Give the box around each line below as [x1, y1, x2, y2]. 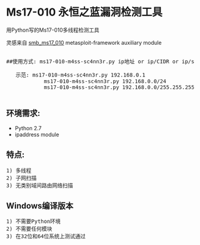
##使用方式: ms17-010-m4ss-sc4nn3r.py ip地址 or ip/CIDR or [6, 58, 179, 65]
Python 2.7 [14, 124, 42, 131]
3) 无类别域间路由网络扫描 [6, 182, 73, 189]
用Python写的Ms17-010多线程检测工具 [6, 26, 99, 33]
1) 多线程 [6, 167, 32, 174]
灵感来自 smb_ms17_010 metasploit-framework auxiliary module [6, 39, 162, 46]
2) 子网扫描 [6, 174, 37, 181]
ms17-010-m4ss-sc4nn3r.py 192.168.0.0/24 [43, 78, 167, 84]
